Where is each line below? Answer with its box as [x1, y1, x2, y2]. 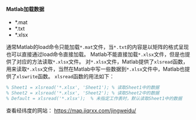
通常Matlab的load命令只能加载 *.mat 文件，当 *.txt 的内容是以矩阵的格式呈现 [6, 44, 189, 51]
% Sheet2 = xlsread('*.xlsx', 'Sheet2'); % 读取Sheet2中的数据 [6, 90, 159, 96]
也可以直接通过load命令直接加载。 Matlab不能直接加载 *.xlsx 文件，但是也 [6, 51, 185, 58]
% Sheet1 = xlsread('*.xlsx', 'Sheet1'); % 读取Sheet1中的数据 [6, 85, 159, 91]
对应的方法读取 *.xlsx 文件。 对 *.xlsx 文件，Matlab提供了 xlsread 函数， [16, 58, 188, 65]
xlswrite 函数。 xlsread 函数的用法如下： [17, 73, 115, 80]
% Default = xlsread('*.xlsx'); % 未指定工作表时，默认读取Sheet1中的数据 [6, 95, 182, 101]
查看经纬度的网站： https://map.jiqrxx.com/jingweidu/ [6, 106, 136, 114]
